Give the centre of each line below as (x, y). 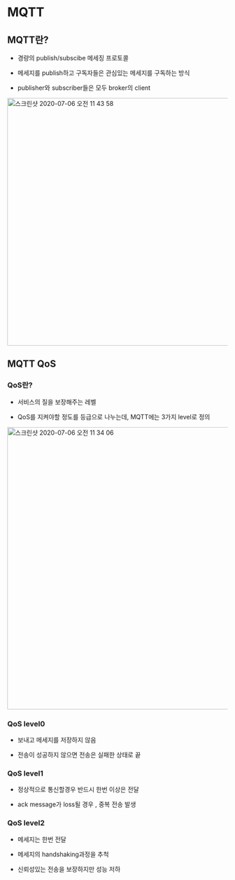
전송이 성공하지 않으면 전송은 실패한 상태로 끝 (79, 754)
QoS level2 (26, 823)
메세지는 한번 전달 (42, 839)
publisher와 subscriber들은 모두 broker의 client (84, 88)
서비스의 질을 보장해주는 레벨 (57, 402)
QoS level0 (26, 724)
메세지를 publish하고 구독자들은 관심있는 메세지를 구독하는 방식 (104, 73)
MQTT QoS (32, 364)
